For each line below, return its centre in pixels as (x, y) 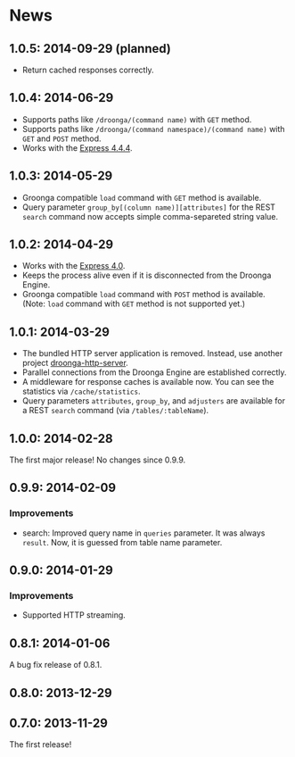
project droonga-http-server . (75, 363)
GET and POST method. (61, 138)
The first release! (41, 745)
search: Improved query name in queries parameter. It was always (143, 533)
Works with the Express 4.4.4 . (77, 147)
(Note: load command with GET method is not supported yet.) (134, 304)
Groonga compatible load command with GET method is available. (142, 197)
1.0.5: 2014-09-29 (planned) (90, 49)
